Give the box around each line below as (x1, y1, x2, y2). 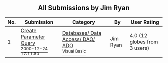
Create (20, 27, 37, 34)
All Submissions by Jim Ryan (38, 4, 130, 12)
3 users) (129, 44, 150, 51)
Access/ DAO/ (62, 36, 95, 43)
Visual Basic (62, 48, 86, 54)
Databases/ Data (62, 29, 102, 36)
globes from (129, 38, 158, 45)
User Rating (130, 18, 159, 25)
